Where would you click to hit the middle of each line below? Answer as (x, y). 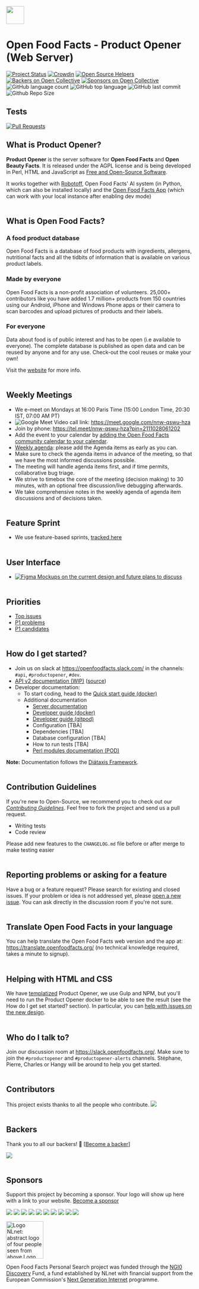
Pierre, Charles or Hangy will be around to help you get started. (84, 1064)
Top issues (28, 617)
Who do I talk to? (38, 1037)
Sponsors (24, 1180)
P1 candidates (32, 629)
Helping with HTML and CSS (59, 979)
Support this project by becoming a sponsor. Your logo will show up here (95, 1194)
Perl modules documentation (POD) (76, 751)
